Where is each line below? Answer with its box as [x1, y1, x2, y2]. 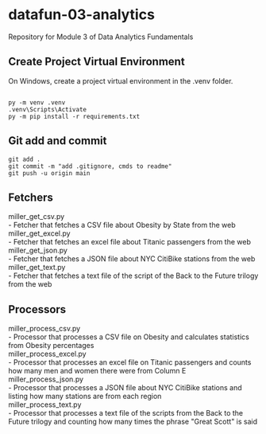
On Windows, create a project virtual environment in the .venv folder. [8, 76, 233, 85]
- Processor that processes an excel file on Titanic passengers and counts [8, 358, 252, 367]
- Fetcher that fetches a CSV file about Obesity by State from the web [8, 221, 236, 230]
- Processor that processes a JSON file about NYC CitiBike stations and [8, 383, 242, 393]
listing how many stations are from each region [8, 392, 162, 401]
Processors [8, 303, 67, 316]
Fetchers [8, 190, 53, 204]
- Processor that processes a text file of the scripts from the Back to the [8, 409, 244, 418]
